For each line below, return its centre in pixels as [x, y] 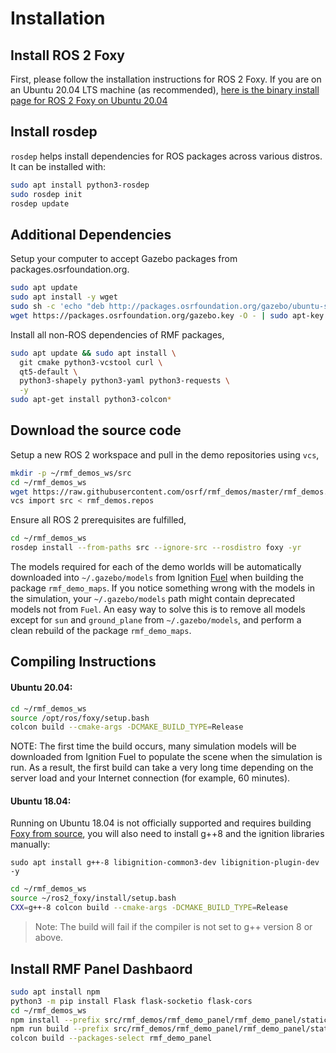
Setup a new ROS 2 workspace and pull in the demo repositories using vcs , [165, 454]
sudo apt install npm [55, 992]
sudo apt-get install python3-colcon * [91, 400]
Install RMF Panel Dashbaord [101, 968]
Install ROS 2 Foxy [67, 55]
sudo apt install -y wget [64, 297]
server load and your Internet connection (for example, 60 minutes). [150, 778]
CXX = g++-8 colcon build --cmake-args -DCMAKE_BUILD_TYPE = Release [149, 908]
